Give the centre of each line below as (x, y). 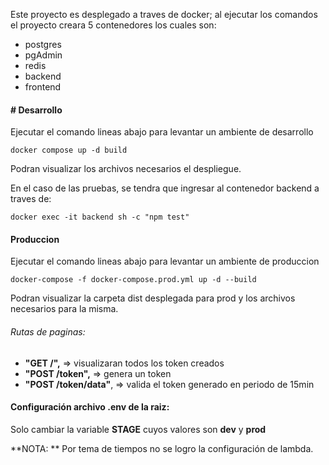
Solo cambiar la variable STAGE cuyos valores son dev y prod (138, 429)
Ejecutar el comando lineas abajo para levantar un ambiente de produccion (165, 261)
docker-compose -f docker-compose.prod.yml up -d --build (133, 280)
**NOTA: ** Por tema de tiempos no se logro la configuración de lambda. (162, 448)
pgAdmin (43, 55)
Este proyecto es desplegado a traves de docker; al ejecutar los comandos (164, 14)
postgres (43, 44)
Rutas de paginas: (48, 332)
